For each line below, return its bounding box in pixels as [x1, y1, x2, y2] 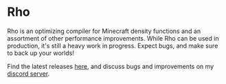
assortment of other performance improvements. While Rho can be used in [7, 34, 219, 42]
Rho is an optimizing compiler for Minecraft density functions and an [7, 27, 201, 35]
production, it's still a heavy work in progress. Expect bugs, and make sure [7, 41, 218, 50]
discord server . [7, 70, 50, 78]
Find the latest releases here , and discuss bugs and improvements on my [7, 62, 214, 70]
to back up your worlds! [7, 49, 74, 57]
